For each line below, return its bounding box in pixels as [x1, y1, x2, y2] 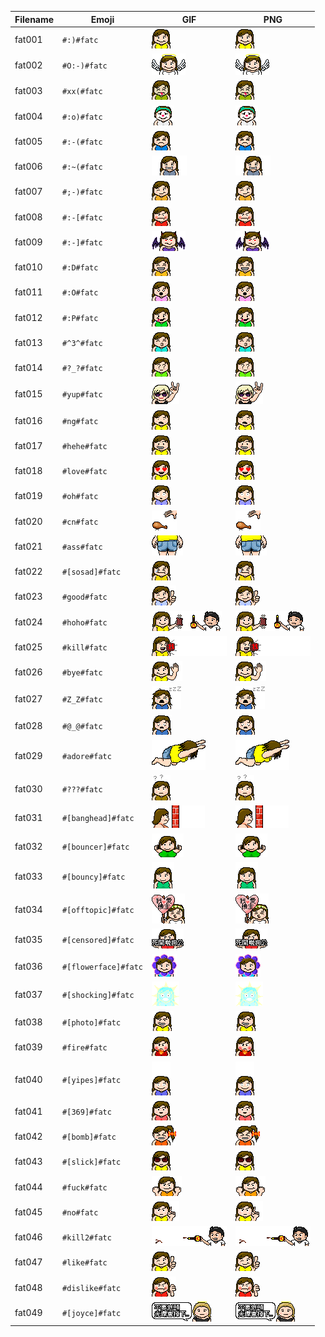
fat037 [14, 989, 43, 1001]
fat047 [14, 1256, 43, 1268]
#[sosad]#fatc [62, 567, 122, 577]
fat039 [14, 1041, 43, 1053]
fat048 [14, 1281, 43, 1293]
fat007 [14, 186, 43, 198]
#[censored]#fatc [62, 936, 135, 946]
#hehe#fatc [62, 441, 108, 451]
